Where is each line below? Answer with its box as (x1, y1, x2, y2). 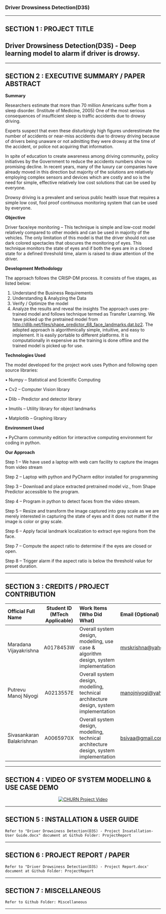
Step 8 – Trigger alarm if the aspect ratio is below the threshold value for (5, 558, 153, 564)
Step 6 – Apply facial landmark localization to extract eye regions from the (5, 528, 156, 534)
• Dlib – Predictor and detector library (5, 396, 82, 402)
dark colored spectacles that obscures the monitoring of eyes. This (5, 240, 142, 246)
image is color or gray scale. (5, 519, 63, 524)
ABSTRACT (5, 79, 41, 88)
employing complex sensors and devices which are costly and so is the (5, 174, 150, 180)
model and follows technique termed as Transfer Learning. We (28, 311, 155, 317)
